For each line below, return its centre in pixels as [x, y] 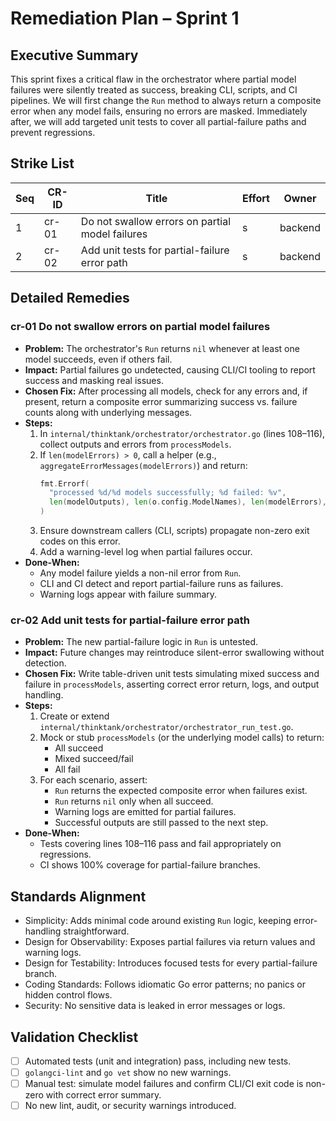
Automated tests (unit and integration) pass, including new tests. [158, 1061]
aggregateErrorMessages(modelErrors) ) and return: [143, 465]
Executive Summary [74, 55]
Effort [255, 198]
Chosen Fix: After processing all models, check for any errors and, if [166, 391]
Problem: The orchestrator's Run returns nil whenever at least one [162, 348]
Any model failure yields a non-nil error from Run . [140, 573]
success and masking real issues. [94, 380]
